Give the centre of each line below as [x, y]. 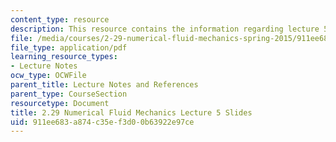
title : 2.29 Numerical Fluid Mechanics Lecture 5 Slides [131, 112]
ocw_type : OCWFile [48, 76]
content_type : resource [60, 19]
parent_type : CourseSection [69, 94]
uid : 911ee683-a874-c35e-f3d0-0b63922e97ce [102, 122]
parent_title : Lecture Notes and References [104, 85]
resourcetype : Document [60, 103]
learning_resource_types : [64, 57]
